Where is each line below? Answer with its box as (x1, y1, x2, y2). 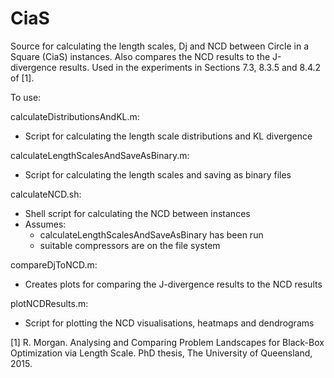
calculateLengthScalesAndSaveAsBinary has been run (39, 228, 264, 241)
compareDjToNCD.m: (10, 258, 98, 271)
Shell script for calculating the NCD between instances (24, 207, 251, 219)
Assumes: (24, 218, 67, 230)
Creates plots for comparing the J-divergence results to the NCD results (24, 278, 323, 290)
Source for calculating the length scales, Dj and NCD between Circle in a (10, 40, 310, 52)
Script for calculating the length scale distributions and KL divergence (24, 130, 313, 142)
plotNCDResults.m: (10, 297, 89, 309)
